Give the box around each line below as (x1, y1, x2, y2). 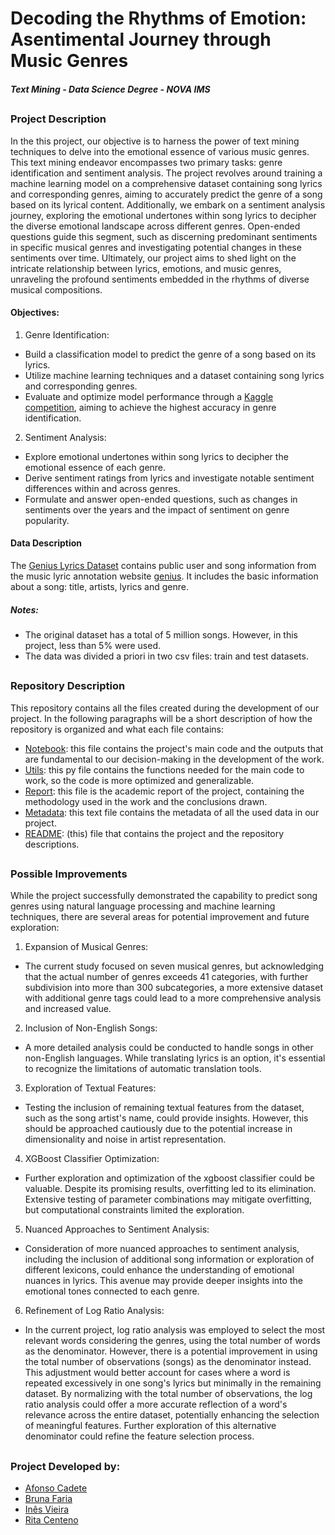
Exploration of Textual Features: (24, 1082, 157, 1094)
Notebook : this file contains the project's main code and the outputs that (24, 742, 324, 754)
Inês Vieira (24, 1503, 70, 1516)
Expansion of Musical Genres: (24, 941, 149, 953)
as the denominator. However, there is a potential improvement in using (24, 1345, 318, 1357)
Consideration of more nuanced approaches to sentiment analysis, (24, 1243, 300, 1255)
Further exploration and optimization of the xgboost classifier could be (24, 1172, 315, 1184)
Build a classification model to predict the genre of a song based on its (24, 348, 317, 360)
